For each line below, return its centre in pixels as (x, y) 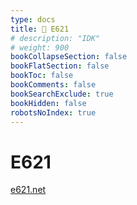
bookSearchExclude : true (62, 94)
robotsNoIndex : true (53, 112)
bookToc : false (42, 76)
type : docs (33, 19)
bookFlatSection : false (60, 66)
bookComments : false (53, 85)
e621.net (28, 190)
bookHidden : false (48, 103)
